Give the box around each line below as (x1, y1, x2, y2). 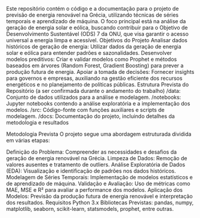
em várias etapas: (6, 137, 50, 144)
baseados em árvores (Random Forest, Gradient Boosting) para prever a (6, 62, 184, 69)
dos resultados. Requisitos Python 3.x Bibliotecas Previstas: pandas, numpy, (6, 199, 194, 206)
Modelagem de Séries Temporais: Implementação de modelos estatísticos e (6, 174, 193, 180)
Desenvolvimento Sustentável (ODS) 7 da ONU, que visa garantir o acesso (6, 30, 189, 38)
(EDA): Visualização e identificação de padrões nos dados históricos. (6, 167, 176, 175)
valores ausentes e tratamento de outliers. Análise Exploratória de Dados (6, 161, 186, 168)
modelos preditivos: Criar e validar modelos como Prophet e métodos (6, 56, 177, 63)
